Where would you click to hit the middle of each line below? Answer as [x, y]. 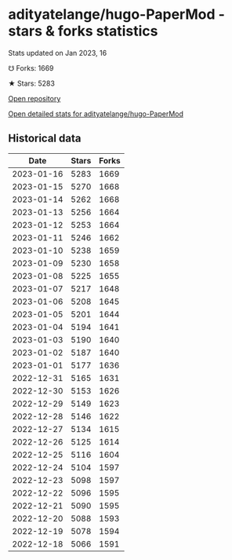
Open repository [34, 98]
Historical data [45, 139]
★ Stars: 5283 [31, 83]
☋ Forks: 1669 [31, 68]
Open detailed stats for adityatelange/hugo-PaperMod [96, 113]
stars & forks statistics [83, 31]
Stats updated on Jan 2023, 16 [58, 53]
